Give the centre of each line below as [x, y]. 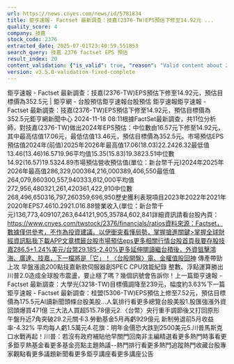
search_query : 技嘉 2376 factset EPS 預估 [68, 53]
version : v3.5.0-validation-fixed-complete [71, 72]
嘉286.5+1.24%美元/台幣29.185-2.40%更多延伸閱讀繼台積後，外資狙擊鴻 [112, 249]
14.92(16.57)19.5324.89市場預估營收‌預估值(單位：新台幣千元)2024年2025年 [116, 162]
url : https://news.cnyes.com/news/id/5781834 [74, 14]
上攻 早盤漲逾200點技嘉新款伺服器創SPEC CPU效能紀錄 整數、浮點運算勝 [112, 267]
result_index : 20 [32, 59]
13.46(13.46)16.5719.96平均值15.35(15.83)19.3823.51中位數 [91, 153]
